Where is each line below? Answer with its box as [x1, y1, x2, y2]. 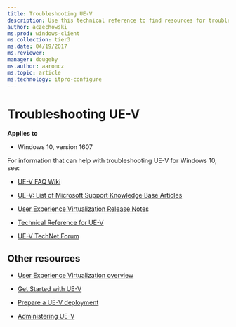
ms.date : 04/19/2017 [7, 43, 68, 50]
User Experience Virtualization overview [17, 271, 134, 280]
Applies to [7, 129, 38, 138]
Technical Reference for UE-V [17, 219, 104, 227]
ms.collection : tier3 [7, 37, 71, 44]
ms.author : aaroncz [7, 63, 65, 70]
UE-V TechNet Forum [17, 232, 79, 241]
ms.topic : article [7, 69, 61, 76]
